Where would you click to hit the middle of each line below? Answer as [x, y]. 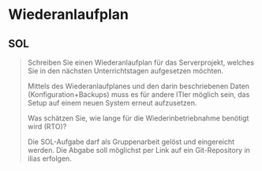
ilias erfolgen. [50, 158]
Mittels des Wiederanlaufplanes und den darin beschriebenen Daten [138, 86]
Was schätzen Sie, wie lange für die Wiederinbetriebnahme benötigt [138, 118]
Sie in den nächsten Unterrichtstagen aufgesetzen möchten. [125, 71]
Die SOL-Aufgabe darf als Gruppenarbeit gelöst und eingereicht [131, 142]
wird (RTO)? [47, 126]
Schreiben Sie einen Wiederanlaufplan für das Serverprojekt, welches [141, 62]
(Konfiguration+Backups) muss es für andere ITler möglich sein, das [138, 95]
